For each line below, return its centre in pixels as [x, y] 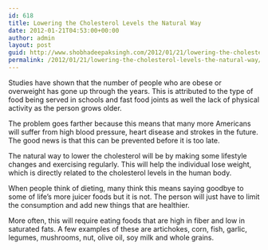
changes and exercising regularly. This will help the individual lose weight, [130, 164]
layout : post [30, 45]
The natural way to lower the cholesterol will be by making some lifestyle [128, 155]
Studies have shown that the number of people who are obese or [115, 82]
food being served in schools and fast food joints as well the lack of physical [134, 100]
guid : [17, 53]
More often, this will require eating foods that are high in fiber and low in [127, 221]
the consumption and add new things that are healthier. [99, 205]
